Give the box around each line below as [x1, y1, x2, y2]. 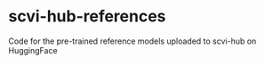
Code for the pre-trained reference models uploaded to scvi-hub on [8, 36, 257, 46]
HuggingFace [8, 45, 59, 55]
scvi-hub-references [8, 6, 166, 27]
